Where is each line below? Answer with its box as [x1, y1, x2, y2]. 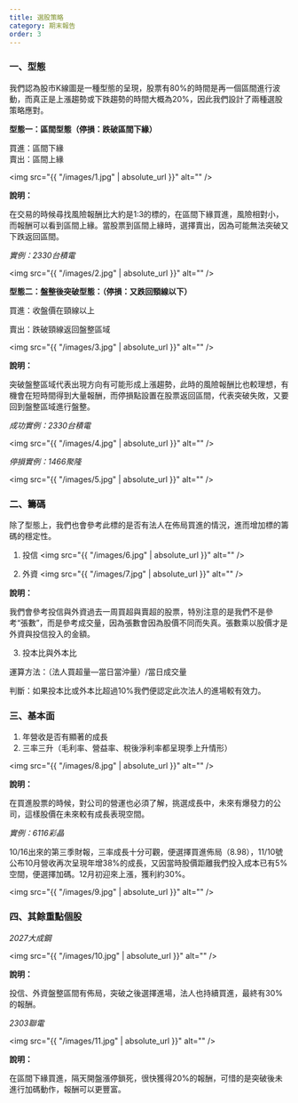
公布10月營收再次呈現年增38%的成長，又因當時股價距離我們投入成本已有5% [9, 857, 288, 868]
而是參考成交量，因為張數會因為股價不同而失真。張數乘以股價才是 [47, 617, 288, 628]
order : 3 [9, 29, 42, 38]
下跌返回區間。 [9, 230, 64, 241]
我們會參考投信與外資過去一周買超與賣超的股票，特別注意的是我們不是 [9, 606, 266, 616]
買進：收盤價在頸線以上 [9, 304, 95, 316]
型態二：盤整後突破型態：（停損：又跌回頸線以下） [9, 286, 192, 296]
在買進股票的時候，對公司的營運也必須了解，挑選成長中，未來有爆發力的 [9, 798, 273, 809]
